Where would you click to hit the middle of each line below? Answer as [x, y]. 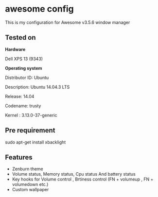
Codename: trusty [23, 106]
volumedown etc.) [30, 184]
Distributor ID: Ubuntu [27, 77]
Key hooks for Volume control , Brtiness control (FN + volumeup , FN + [83, 179]
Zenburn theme [28, 169]
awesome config [39, 9]
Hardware [15, 49]
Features [19, 157]
